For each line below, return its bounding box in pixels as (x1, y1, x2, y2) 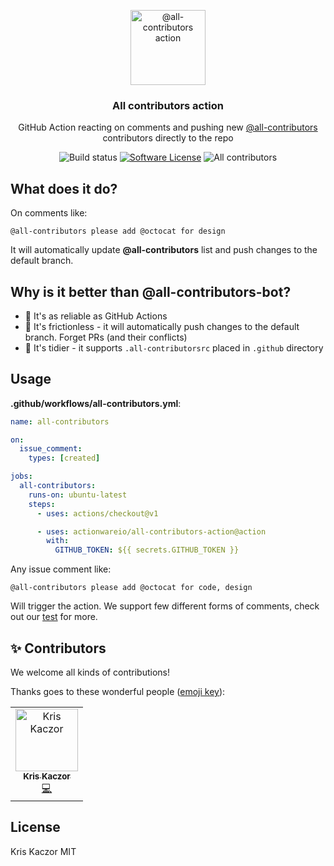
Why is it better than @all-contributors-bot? (10, 283, 292, 300)
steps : (28, 499, 56, 509)
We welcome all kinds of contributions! (10, 666, 170, 679)
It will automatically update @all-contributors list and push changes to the (10, 244, 318, 256)
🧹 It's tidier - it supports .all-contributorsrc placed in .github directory (24, 341, 324, 354)
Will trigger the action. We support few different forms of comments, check (10, 600, 320, 612)
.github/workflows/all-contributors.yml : (10, 397, 182, 409)
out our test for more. (10, 611, 98, 623)
